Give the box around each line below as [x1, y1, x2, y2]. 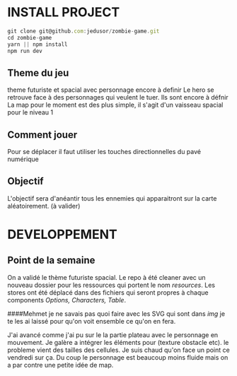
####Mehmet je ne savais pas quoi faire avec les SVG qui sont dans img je [7, 309, 225, 318]
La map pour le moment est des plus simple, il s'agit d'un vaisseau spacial [7, 100, 224, 110]
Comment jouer [7, 129, 78, 141]
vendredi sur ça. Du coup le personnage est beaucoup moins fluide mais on [7, 353, 229, 361]
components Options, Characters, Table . [7, 295, 126, 304]
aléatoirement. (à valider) [7, 201, 81, 210]
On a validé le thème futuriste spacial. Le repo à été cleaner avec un [7, 273, 207, 281]
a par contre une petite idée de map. [7, 360, 114, 369]
